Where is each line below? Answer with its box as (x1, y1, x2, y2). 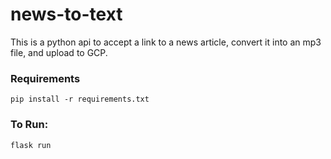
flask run (10, 140, 52, 150)
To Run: (10, 118, 49, 132)
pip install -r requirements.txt (10, 94, 150, 105)
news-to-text (10, 3, 123, 26)
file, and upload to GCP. (10, 46, 108, 58)
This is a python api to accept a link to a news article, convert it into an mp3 (10, 36, 322, 48)
